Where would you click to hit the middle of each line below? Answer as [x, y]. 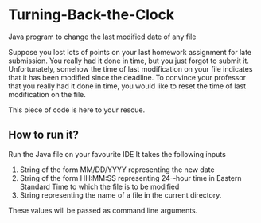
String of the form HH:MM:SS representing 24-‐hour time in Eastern [130, 178]
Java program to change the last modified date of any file [102, 37]
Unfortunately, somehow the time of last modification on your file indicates [130, 68]
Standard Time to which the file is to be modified [99, 186]
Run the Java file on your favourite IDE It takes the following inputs [117, 154]
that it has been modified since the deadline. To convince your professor [127, 77]
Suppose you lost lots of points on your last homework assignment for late [130, 52]
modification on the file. [47, 94]
